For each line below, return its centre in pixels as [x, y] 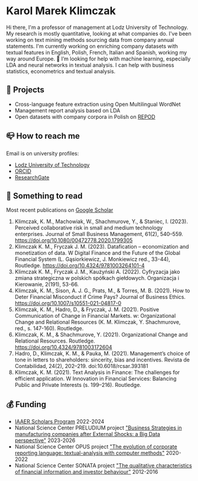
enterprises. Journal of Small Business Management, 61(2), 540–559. [99, 234]
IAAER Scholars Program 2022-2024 [59, 422]
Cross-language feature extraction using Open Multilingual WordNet [98, 104]
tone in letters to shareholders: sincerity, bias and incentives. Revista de [102, 360]
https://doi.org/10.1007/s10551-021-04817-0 [68, 304]
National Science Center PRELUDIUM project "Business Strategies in [98, 428]
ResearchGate [32, 177]
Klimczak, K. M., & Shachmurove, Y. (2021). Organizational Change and [101, 335]
